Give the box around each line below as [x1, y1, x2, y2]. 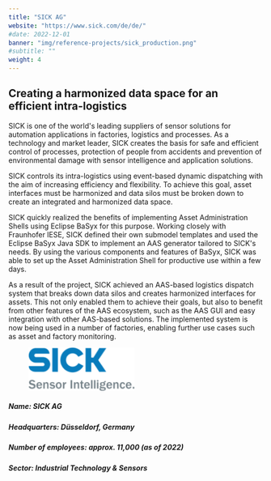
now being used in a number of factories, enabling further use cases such [8, 322, 255, 332]
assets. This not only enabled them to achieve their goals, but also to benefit [8, 296, 263, 307]
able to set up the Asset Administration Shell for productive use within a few [8, 255, 261, 265]
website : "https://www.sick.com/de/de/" [8, 21, 147, 30]
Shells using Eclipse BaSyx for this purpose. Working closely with [8, 221, 227, 231]
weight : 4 [8, 56, 42, 64]
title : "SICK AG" [8, 13, 67, 21]
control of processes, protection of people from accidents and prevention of [8, 147, 263, 156]
